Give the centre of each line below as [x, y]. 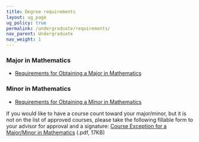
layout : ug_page [26, 17]
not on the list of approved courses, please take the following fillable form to [100, 119]
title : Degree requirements [41, 12]
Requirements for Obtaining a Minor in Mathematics [78, 101]
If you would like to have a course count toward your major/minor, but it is [96, 113]
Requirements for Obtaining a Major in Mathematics [78, 73]
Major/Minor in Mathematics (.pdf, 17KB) [56, 132]
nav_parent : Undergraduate [40, 34]
